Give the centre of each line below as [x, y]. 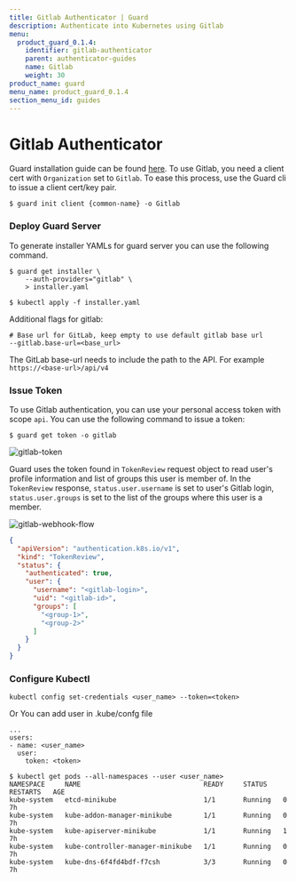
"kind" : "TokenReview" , [61, 557]
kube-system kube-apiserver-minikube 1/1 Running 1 [148, 831]
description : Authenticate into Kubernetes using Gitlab [117, 26]
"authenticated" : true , [69, 573]
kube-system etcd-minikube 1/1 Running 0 [148, 800]
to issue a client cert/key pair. [63, 188]
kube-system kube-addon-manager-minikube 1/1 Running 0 [148, 816]
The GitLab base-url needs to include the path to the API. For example [137, 359]
